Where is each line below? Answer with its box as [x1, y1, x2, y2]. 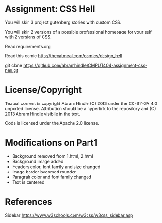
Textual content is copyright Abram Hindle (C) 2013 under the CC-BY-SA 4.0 [5, 101, 157, 106]
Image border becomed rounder [12, 169, 76, 174]
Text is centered [12, 179, 44, 185]
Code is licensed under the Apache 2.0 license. [5, 120, 100, 126]
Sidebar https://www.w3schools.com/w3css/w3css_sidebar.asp [5, 212, 133, 218]
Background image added [12, 158, 64, 164]
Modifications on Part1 [5, 137, 98, 149]
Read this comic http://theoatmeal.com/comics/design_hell [5, 52, 122, 59]
